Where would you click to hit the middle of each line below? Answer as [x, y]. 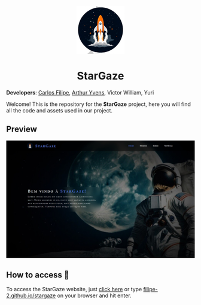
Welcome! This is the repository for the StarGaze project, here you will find [99, 104]
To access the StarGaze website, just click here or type [74, 289]
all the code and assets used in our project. [59, 110]
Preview [22, 129]
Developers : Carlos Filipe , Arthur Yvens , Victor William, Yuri [80, 92]
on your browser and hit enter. [94, 295]
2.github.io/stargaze [31, 295]
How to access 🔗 [38, 275]
